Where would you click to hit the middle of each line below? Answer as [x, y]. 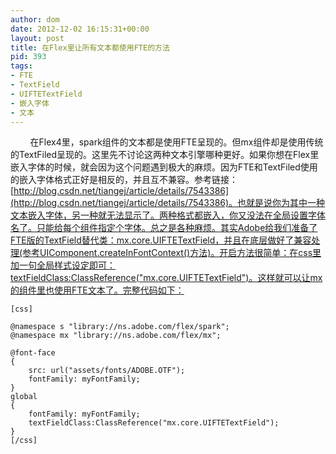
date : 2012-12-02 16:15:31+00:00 [80, 29]
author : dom [35, 19]
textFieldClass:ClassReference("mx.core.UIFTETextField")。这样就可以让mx [166, 278]
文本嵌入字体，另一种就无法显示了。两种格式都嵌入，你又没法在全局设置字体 [168, 215]
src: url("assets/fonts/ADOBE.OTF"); [107, 371]
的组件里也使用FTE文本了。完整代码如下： [97, 290]
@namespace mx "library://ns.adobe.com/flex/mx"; [116, 336]
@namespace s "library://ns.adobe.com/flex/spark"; [120, 327]
